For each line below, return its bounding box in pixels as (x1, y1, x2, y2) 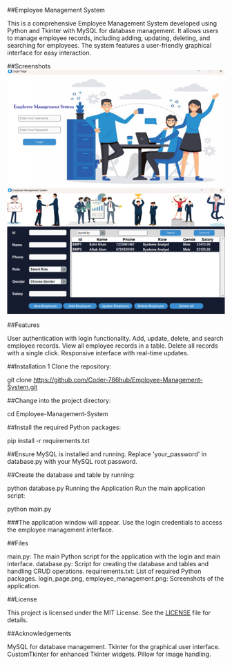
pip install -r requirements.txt (7, 436, 90, 444)
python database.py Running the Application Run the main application (7, 484, 206, 492)
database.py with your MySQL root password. (7, 457, 138, 465)
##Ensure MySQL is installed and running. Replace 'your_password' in (7, 449, 207, 458)
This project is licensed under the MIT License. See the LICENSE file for (7, 608, 211, 617)
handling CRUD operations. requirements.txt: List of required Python (7, 567, 202, 575)
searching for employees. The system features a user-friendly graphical (7, 41, 212, 49)
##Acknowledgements (7, 629, 72, 637)
